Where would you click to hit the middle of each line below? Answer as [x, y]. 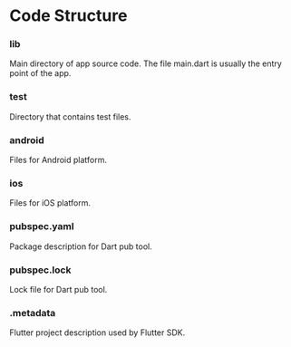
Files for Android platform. [58, 160]
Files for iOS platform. [50, 203]
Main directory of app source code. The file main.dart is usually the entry [146, 63]
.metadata [33, 313]
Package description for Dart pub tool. [81, 246]
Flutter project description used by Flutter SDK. [97, 333]
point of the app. [40, 73]
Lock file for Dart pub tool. [58, 289]
